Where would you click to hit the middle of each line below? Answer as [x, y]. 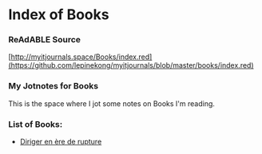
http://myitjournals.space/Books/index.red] [81, 57]
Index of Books [59, 15]
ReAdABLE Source [45, 40]
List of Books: [36, 124]
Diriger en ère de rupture [61, 142]
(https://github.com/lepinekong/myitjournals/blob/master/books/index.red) [131, 65]
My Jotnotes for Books [53, 86]
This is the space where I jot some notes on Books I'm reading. [112, 103]
